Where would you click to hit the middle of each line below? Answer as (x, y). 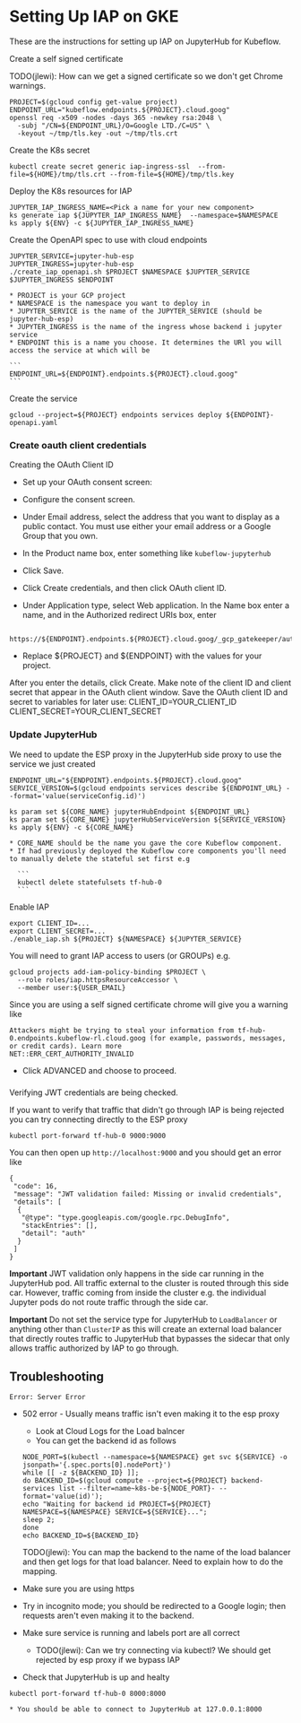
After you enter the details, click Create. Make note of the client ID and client (150, 683)
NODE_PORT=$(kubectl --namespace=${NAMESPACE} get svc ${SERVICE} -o (155, 1458)
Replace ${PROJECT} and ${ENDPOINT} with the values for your (142, 656)
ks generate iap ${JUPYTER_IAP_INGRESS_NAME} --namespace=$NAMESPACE (144, 215)
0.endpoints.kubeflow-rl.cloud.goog (77, 1038)
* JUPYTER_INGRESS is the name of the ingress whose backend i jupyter (146, 326)
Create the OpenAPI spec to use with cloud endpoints (108, 239)
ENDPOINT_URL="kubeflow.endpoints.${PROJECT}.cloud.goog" (120, 109)
